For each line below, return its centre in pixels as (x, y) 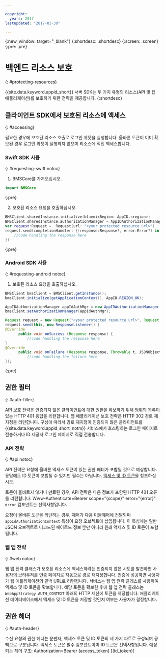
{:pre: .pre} (16, 47)
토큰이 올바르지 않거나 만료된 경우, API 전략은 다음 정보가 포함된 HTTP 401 (77, 492)
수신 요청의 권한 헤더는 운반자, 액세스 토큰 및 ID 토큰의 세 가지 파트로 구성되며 (79, 639)
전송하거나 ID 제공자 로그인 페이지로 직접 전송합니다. (55, 434)
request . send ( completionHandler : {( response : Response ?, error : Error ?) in (82, 231)
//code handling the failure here (62, 357)
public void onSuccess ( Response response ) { (65, 334)
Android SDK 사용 (26, 263)
